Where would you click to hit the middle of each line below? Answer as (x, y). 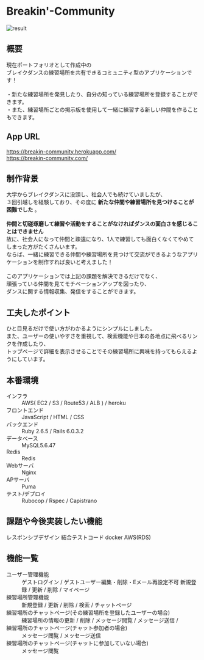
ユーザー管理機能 (28, 574)
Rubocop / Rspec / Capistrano (59, 501)
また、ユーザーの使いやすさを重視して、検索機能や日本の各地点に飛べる (97, 336)
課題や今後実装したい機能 (54, 522)
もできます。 (22, 117)
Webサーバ (20, 465)
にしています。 (30, 359)
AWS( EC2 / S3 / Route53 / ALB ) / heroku (74, 403)
